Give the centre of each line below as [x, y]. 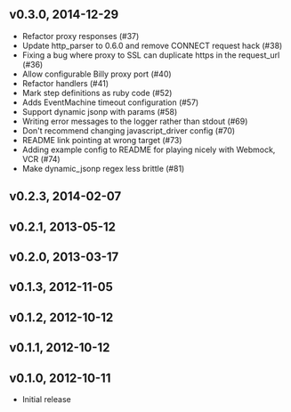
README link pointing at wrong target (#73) [102, 140]
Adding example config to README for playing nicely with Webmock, [149, 149]
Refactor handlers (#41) [65, 83]
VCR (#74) [41, 158]
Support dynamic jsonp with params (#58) [100, 111]
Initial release [46, 399]
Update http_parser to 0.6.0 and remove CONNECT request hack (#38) [152, 45]
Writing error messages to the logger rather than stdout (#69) [135, 121]
